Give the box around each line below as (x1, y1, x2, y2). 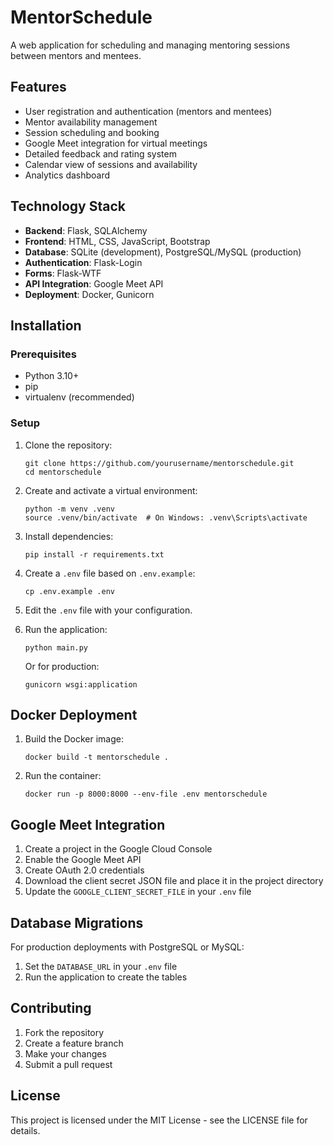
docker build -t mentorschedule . (24, 752, 169, 763)
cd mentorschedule (24, 467, 102, 477)
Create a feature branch (24, 1037, 124, 1049)
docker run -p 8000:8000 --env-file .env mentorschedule (24, 789, 268, 800)
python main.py (24, 642, 89, 653)
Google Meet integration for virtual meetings (24, 137, 208, 149)
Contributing (10, 1000, 92, 1017)
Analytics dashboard (24, 169, 111, 181)
